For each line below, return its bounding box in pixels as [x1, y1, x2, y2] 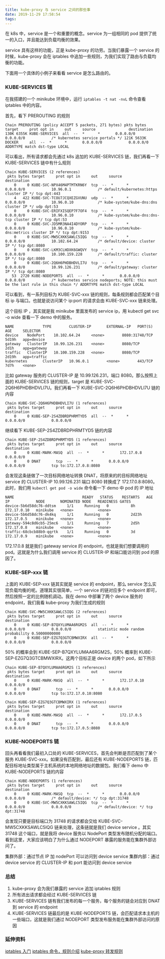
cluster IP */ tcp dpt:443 [5, 191, 61, 196]
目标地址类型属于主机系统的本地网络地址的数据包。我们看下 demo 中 [9, 763, 149, 769]
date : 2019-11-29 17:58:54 [5, 12, 61, 17]
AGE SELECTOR [5, 328, 41, 333]
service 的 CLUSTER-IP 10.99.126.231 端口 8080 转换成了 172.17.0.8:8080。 [5, 478, 158, 485]
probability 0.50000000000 [5, 631, 61, 636]
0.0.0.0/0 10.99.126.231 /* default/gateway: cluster [5, 265, 158, 270]
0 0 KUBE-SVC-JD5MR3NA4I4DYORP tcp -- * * [14, 221, 129, 227]
